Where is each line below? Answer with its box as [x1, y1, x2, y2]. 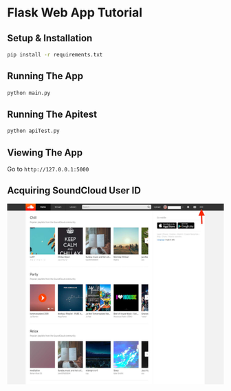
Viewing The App [7, 147, 83, 158]
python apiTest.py [7, 127, 60, 135]
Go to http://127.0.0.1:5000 [7, 165, 89, 173]
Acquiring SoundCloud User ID [7, 184, 141, 197]
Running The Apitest [7, 108, 98, 120]
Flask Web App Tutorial [7, 5, 143, 21]
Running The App [7, 70, 84, 82]
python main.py [7, 89, 51, 96]
